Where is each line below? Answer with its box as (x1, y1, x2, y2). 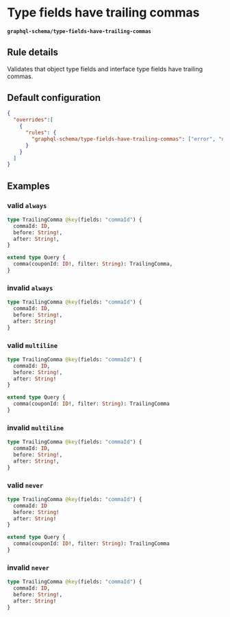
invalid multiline (7, 423, 64, 432)
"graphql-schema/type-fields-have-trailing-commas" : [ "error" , (31, 135, 216, 142)
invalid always (7, 283, 53, 292)
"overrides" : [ (13, 117, 53, 124)
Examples (7, 180, 50, 191)
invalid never (7, 563, 50, 572)
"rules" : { (25, 129, 57, 137)
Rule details (7, 47, 58, 58)
